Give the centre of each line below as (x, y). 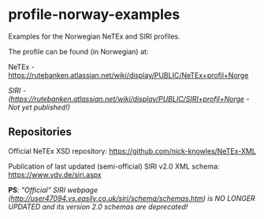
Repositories (40, 132)
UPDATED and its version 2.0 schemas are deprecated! (98, 206)
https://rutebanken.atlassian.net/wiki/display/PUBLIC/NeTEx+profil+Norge (128, 75)
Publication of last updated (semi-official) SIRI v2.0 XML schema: (114, 166)
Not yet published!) (39, 107)
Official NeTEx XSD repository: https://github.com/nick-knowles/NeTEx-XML (132, 150)
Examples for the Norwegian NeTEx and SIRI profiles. (95, 36)
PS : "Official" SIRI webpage (53, 190)
